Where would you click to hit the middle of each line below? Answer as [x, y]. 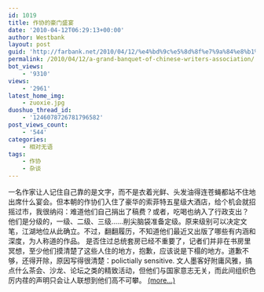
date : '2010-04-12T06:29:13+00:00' [66, 30]
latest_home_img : [37, 96]
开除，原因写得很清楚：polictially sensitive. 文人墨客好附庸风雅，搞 [144, 261]
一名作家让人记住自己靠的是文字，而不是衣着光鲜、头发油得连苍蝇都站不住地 [132, 192]
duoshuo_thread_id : [40, 111]
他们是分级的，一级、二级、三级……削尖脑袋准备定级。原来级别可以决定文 [128, 221]
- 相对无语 [38, 147]
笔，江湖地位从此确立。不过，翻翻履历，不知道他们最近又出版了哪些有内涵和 [132, 231]
